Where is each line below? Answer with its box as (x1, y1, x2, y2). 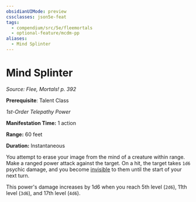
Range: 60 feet (6, 131, 43, 138)
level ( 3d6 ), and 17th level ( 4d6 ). (6, 189, 81, 196)
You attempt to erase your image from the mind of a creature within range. (6, 153, 185, 161)
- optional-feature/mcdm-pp (11, 30, 80, 36)
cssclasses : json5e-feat (6, 14, 67, 20)
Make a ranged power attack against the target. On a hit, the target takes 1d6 (6, 159, 191, 166)
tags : (6, 19, 19, 25)
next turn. (6, 172, 30, 179)
